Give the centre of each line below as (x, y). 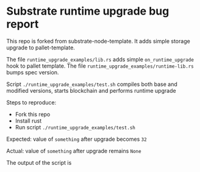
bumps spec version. (33, 72)
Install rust (28, 121)
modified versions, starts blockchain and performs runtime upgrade (91, 90)
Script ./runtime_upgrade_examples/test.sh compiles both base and (92, 84)
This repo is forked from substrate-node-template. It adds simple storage (98, 41)
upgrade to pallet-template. (41, 48)
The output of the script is (39, 162)
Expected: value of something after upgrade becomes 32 (77, 139)
